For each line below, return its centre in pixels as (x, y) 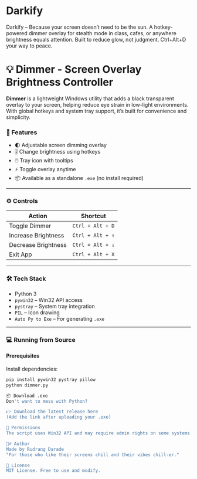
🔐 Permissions (23, 428)
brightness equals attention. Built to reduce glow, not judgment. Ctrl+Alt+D (96, 39)
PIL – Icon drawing (37, 312)
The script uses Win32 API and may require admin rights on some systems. (99, 433)
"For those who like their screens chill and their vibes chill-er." (93, 455)
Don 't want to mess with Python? (47, 401)
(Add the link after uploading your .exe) (59, 417)
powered (17, 33)
